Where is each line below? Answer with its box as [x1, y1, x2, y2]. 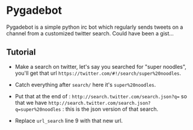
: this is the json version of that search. [62, 105, 159, 113]
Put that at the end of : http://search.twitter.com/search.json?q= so [14, 92, 188, 99]
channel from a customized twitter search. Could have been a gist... [6, 29, 174, 37]
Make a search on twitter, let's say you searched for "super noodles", [14, 63, 186, 70]
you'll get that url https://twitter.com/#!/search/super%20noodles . [14, 69, 182, 77]
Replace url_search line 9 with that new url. [14, 117, 123, 124]
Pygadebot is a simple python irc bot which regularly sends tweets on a [6, 23, 183, 31]
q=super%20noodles [14, 106, 61, 113]
